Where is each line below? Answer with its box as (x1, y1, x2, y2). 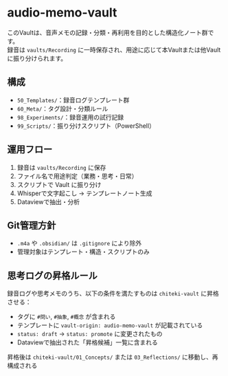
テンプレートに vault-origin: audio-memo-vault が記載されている (16, 321, 203, 329)
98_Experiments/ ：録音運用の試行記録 (16, 113, 124, 121)
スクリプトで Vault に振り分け (16, 180, 102, 188)
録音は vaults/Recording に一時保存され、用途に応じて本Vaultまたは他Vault (7, 45, 221, 54)
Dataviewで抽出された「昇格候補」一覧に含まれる (16, 338, 158, 346)
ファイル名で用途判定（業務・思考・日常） (16, 172, 138, 180)
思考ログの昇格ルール (7, 269, 98, 281)
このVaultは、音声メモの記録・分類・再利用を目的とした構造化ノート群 (7, 28, 208, 36)
